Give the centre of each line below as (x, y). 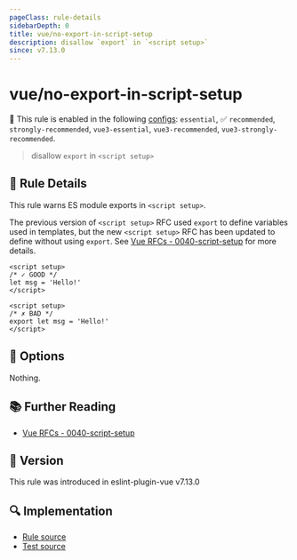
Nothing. (25, 378)
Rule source (44, 537)
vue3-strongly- (249, 130)
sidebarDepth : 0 (39, 26)
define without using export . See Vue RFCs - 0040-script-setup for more (143, 241)
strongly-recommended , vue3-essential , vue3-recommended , (114, 129)
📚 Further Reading (63, 407)
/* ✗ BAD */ (31, 313)
